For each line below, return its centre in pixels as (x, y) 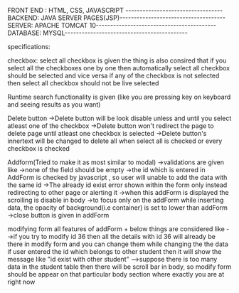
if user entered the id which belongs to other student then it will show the (115, 251)
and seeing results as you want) (54, 105)
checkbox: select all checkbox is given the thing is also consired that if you (117, 60)
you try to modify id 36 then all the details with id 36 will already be (117, 236)
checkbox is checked (38, 148)
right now (21, 282)
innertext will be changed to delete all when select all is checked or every (115, 141)
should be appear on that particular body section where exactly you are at (116, 274)
